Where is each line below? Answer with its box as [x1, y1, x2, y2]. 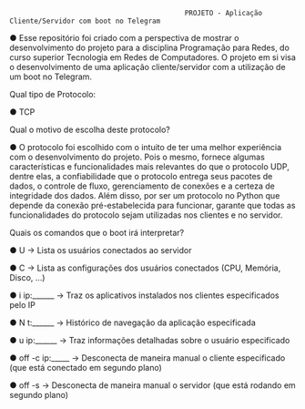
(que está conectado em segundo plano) [9, 363, 162, 373]
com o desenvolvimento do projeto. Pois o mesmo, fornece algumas [9, 151, 266, 162]
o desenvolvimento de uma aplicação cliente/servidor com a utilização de [9, 62, 286, 72]
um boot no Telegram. [9, 71, 93, 82]
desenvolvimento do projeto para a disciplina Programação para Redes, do [9, 42, 290, 53]
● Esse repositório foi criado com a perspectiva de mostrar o [9, 33, 239, 43]
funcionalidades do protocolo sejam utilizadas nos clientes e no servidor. [9, 210, 283, 220]
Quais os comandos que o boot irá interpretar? [9, 228, 185, 238]
